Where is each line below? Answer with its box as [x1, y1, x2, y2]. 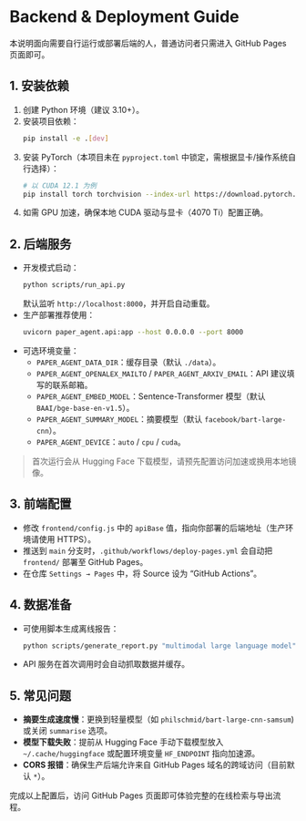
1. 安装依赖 [9, 78, 70, 94]
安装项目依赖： [22, 116, 79, 127]
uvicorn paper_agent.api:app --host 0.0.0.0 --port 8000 [22, 328, 244, 337]
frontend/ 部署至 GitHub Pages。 [22, 556, 148, 567]
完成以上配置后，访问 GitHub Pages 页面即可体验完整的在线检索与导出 [9, 790, 273, 801]
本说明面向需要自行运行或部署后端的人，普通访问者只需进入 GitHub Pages [9, 37, 287, 48]
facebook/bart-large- [204, 415, 287, 425]
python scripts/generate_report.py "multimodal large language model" [22, 641, 297, 651]
